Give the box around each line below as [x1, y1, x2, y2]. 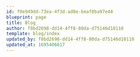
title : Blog [6, 20, 36, 26]
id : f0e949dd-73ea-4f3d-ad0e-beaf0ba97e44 [6, 8, 113, 15]
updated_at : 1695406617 [6, 42, 66, 48]
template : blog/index [6, 31, 60, 37]
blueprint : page [6, 14, 46, 20]
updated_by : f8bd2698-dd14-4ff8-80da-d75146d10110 [6, 36, 135, 42]
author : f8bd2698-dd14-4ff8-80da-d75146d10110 [6, 25, 124, 31]
